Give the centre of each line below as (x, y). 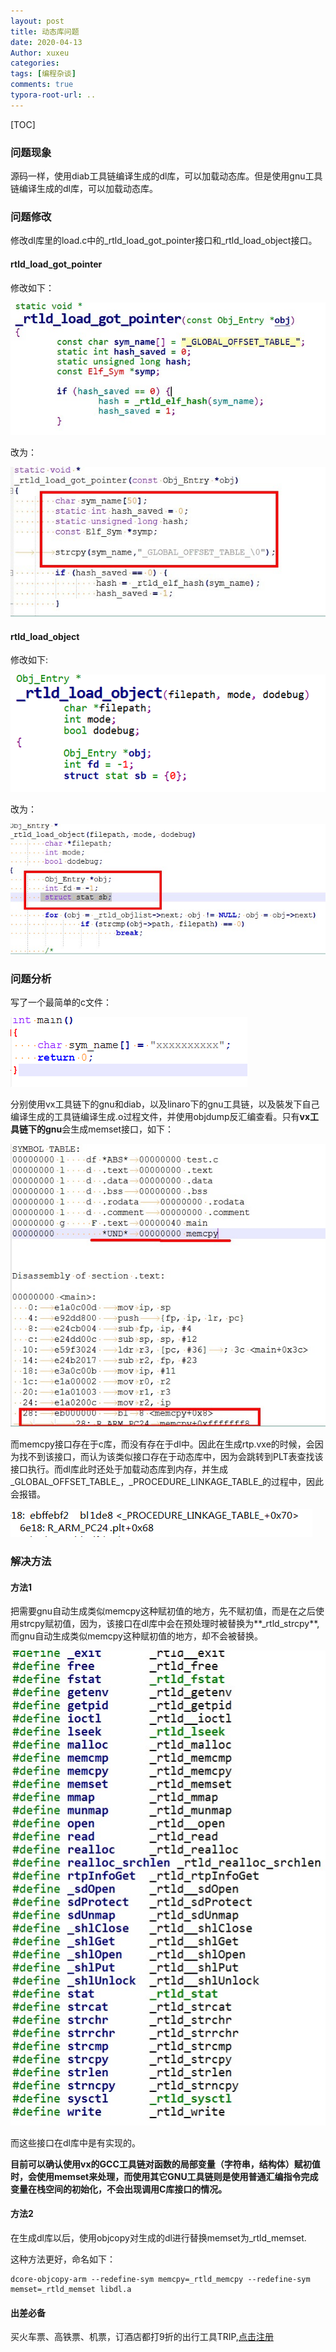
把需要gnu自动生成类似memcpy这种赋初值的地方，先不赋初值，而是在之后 (163, 1611)
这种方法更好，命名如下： (63, 2259)
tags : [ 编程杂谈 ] (43, 74)
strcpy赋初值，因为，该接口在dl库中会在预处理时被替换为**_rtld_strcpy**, (169, 1624)
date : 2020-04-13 (46, 42)
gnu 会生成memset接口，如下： (109, 1129)
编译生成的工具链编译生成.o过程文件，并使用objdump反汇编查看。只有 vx (160, 1116)
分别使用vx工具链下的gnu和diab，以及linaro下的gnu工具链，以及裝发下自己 (165, 1104)
